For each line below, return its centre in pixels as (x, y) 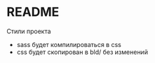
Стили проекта (29, 31)
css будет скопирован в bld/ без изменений (82, 52)
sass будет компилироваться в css (69, 44)
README (33, 12)
